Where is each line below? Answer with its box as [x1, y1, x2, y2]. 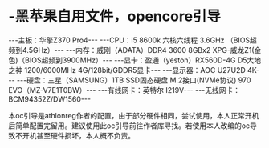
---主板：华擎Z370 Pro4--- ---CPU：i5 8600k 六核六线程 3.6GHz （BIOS [8, 35, 251, 45]
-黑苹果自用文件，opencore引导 [8, 7, 222, 26]
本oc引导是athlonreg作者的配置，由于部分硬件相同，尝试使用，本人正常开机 [8, 110, 259, 120]
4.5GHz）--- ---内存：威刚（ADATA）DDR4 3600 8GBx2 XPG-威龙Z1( [22, 45, 255, 54]
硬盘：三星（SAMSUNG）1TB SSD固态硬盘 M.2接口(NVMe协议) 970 [26, 75, 251, 85]
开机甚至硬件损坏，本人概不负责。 [22, 130, 135, 140]
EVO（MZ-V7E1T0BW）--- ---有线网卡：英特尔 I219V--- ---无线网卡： [8, 85, 241, 94]
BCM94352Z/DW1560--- [8, 94, 91, 104]
